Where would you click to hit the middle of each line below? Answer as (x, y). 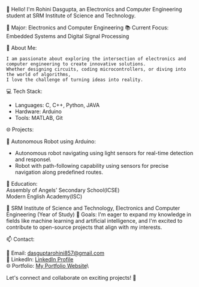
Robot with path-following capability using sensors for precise (92, 166)
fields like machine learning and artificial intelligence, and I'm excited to (94, 221)
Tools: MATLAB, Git (39, 118)
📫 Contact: (20, 239)
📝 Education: (22, 184)
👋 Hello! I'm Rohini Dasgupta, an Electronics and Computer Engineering (94, 9)
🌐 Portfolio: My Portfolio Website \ (47, 266)
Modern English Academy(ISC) (44, 197)
